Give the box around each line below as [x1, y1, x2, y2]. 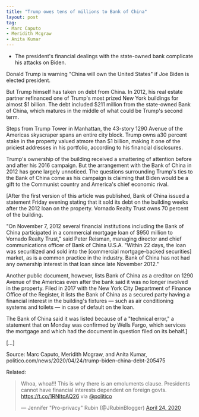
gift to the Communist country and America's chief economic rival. [6, 181, 169, 188]
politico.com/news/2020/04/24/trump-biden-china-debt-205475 [6, 357, 166, 364]
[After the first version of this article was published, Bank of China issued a [6, 192, 189, 199]
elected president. [6, 77, 50, 84]
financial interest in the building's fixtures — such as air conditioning [6, 298, 174, 304]
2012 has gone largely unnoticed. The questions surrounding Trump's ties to [6, 168, 193, 175]
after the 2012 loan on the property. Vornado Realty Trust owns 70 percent [6, 205, 188, 211]
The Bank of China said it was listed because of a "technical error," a [6, 315, 174, 322]
